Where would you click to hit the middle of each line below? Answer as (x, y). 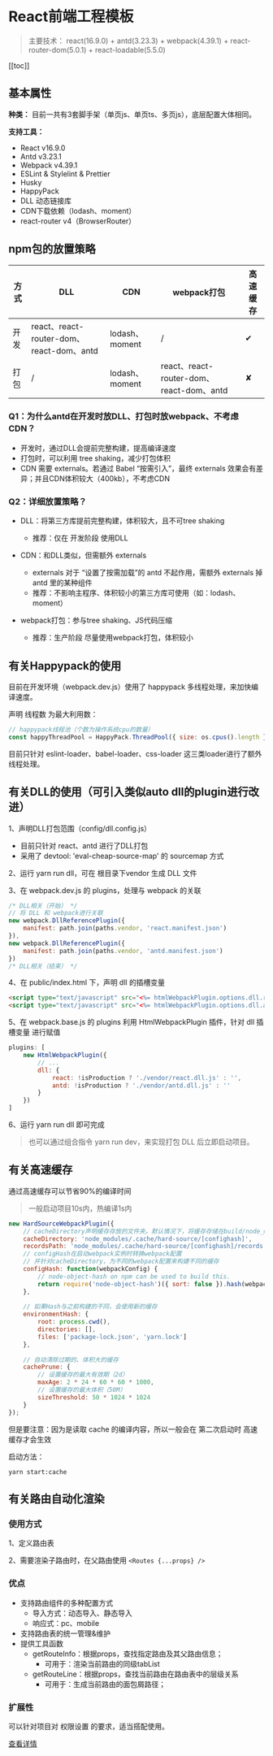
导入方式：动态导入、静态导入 (82, 1613)
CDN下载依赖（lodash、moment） (78, 210)
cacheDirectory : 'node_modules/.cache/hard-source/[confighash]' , (138, 1239)
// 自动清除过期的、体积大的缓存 (71, 1359)
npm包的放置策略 (52, 249)
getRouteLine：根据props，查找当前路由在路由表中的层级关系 (135, 1674)
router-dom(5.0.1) (57, 50)
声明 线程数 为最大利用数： (53, 714)
